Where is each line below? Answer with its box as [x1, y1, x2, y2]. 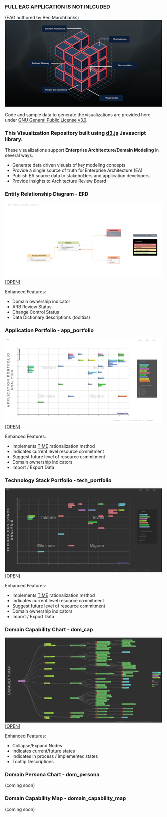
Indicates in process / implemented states [12, 753, 98, 759]
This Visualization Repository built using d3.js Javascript [5, 129, 146, 136]
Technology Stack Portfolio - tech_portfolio [5, 477, 112, 484]
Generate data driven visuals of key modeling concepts [12, 162, 126, 168]
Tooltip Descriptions [12, 759, 54, 765]
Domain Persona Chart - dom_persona [5, 771, 100, 778]
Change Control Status [12, 309, 60, 315]
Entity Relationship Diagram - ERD [5, 191, 89, 198]
